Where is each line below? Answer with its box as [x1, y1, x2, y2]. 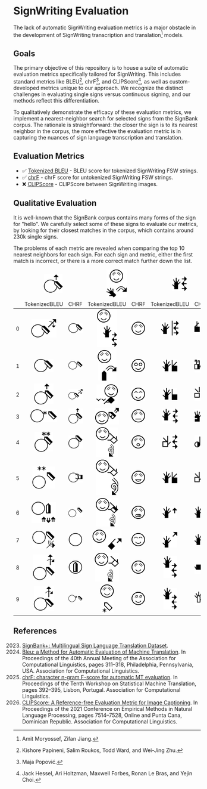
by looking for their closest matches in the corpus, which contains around [13, 227, 194, 234]
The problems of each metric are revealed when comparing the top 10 [13, 245, 185, 252]
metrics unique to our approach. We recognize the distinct [40, 85, 184, 92]
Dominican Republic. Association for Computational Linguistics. [21, 717, 178, 725]
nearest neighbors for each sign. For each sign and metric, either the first [13, 250, 193, 258]
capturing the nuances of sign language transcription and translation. [13, 134, 183, 141]
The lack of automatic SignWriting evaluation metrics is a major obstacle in [13, 24, 196, 31]
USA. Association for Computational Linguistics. [21, 667, 140, 674]
